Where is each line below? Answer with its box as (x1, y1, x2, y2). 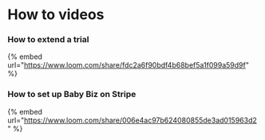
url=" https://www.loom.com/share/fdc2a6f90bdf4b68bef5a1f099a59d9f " (7, 60, 249, 70)
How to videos (7, 6, 105, 24)
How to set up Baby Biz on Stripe (7, 89, 136, 100)
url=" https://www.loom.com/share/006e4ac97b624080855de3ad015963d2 (7, 115, 257, 125)
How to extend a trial (7, 34, 89, 45)
